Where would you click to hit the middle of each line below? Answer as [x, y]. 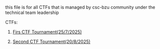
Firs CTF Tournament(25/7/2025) [47, 32]
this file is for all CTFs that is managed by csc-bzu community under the [80, 7]
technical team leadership [32, 12]
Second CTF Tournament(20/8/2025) [51, 41]
